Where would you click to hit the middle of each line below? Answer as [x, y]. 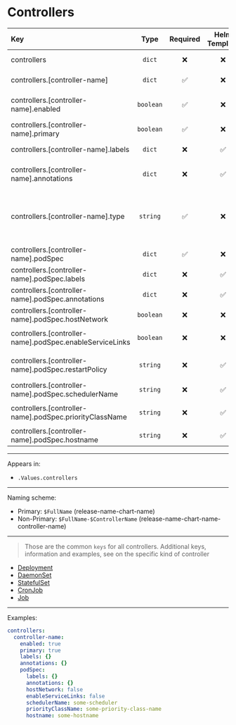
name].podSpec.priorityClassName [69, 417]
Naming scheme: [32, 498]
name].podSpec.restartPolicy [59, 369]
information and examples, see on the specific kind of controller [117, 554]
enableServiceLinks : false [65, 696]
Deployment [35, 567]
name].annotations [42, 178]
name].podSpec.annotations [58, 298]
